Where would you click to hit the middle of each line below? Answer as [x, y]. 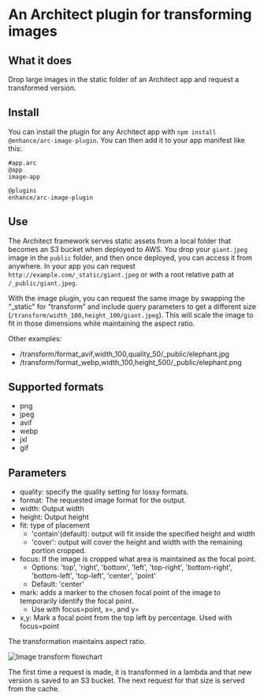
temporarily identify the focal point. [76, 601]
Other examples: [35, 338]
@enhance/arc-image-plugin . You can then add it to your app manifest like [127, 140]
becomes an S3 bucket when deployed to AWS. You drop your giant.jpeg [128, 249]
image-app [24, 177]
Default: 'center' [58, 584]
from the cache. [34, 689]
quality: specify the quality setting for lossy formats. [104, 492]
